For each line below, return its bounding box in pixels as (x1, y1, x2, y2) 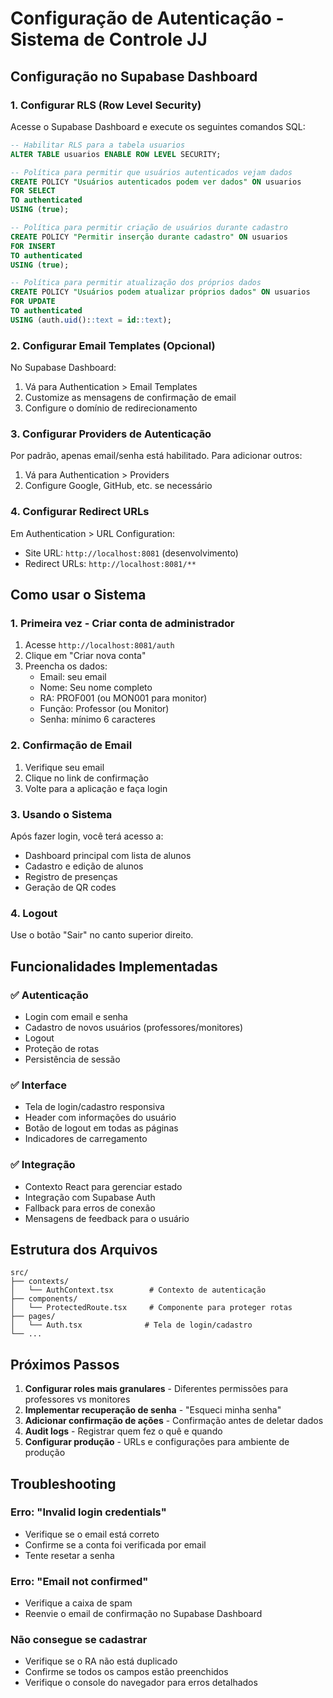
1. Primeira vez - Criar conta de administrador (10, 616, 235, 630)
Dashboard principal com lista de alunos (24, 849, 192, 861)
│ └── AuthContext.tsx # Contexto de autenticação (10, 1285, 267, 1296)
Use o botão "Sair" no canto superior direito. (10, 929, 194, 941)
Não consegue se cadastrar (10, 1633, 148, 1647)
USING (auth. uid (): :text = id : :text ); (10, 315, 172, 325)
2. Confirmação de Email (10, 738, 133, 752)
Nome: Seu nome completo (39, 682, 153, 694)
